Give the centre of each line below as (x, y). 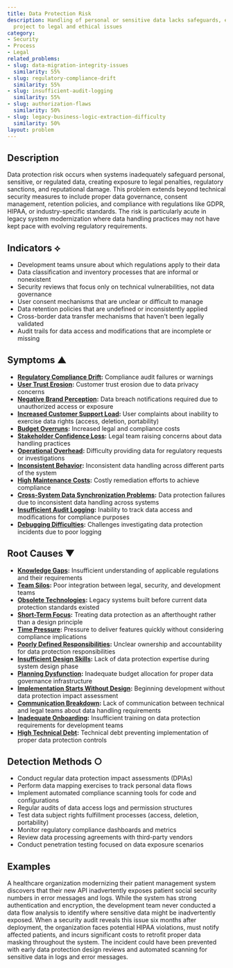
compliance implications (52, 636)
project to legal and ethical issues (68, 26)
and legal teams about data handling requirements (89, 710)
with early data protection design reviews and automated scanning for (107, 950)
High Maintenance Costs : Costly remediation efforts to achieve (108, 480)
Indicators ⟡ (34, 248)
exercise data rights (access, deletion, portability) (88, 421)
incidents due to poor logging (59, 532)
